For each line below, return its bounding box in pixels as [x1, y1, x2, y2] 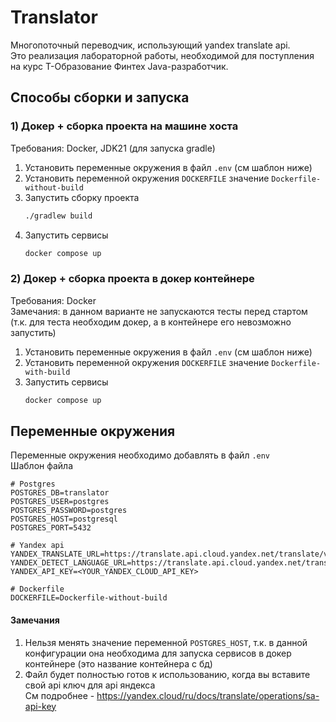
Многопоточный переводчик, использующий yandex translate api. [10, 39, 291, 51]
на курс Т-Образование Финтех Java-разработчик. [10, 60, 229, 72]
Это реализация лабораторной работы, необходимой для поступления [10, 49, 315, 61]
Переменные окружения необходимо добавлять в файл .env [10, 449, 271, 461]
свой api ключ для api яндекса [24, 679, 156, 691]
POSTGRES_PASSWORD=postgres [10, 506, 128, 516]
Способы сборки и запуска [10, 89, 190, 106]
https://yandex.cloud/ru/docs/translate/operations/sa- [96, 689, 320, 701]
